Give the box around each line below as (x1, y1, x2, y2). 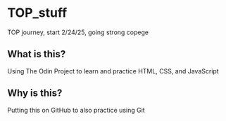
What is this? (7, 48, 66, 60)
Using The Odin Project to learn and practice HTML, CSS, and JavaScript (7, 66, 220, 75)
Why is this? (7, 87, 63, 99)
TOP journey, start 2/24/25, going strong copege (7, 28, 149, 36)
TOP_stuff (7, 5, 68, 21)
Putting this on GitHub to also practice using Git (7, 106, 146, 114)
